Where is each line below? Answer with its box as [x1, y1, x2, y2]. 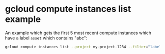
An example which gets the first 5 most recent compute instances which [5, 30, 151, 36]
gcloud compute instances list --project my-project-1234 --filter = [5, 44, 148, 49]
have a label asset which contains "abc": [5, 35, 87, 41]
